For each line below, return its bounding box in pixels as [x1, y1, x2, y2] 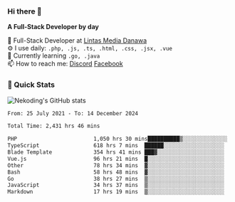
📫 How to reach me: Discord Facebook [7, 60, 123, 68]
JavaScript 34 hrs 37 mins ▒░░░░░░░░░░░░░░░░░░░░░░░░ [7, 181, 224, 189]
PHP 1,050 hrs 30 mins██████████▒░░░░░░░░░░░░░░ [7, 135, 228, 143]
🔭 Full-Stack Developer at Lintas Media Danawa [7, 36, 147, 45]
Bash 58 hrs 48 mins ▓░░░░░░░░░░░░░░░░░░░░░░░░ [7, 169, 224, 176]
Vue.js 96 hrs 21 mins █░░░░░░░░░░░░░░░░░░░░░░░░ [7, 155, 224, 162]
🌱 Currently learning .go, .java [7, 51, 100, 60]
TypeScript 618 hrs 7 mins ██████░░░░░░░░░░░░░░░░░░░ [7, 142, 224, 149]
